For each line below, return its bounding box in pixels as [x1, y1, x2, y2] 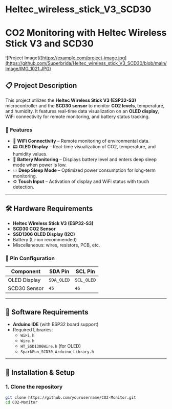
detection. [12, 184, 34, 190]
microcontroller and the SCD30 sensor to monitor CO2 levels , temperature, [5, 102, 165, 108]
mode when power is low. [12, 162, 67, 168]
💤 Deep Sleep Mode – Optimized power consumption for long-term [12, 167, 156, 173]
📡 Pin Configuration [5, 255, 55, 262]
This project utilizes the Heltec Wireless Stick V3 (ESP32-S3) [5, 97, 137, 103]
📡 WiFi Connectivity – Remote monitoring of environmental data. [12, 138, 150, 144]
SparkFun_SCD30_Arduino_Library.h [20, 349, 94, 355]
